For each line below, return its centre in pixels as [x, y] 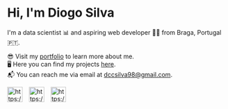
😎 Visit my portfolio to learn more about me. [71, 56]
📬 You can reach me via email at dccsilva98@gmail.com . [90, 74]
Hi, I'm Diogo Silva [61, 13]
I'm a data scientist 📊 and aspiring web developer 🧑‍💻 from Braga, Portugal [114, 32]
